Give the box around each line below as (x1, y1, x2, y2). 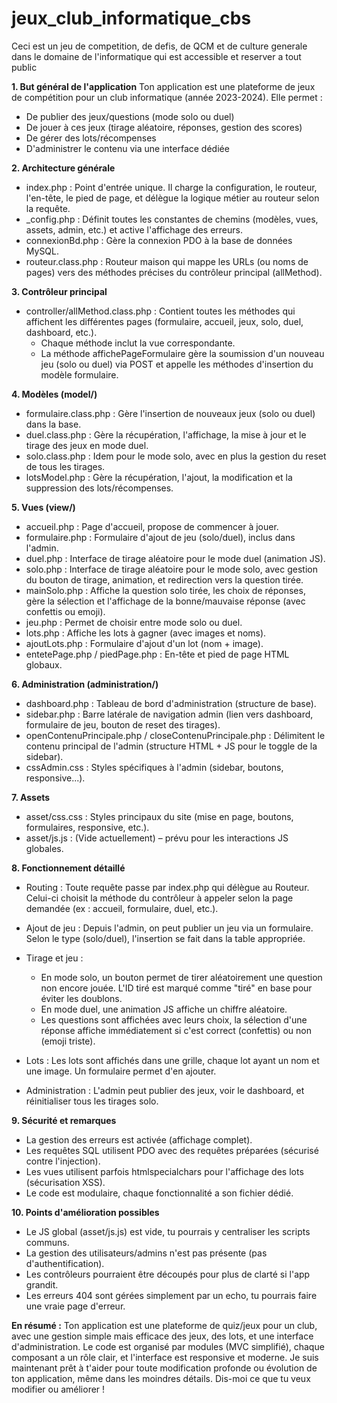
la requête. (25, 202, 71, 214)
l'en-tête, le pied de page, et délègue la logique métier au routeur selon (25, 192, 320, 204)
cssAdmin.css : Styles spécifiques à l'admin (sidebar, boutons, (25, 761, 284, 773)
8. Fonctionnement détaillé (11, 862, 126, 874)
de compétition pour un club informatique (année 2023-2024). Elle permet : (11, 91, 323, 103)
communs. (25, 1236, 70, 1248)
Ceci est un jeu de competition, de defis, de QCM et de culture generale (11, 40, 308, 52)
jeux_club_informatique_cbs (11, 7, 252, 30)
